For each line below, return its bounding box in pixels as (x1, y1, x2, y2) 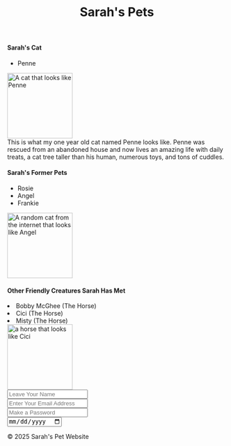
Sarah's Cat (7, 43, 42, 52)
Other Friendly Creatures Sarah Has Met (7, 286, 126, 295)
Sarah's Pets (79, 4, 154, 20)
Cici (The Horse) (16, 309, 64, 318)
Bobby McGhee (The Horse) (16, 302, 97, 310)
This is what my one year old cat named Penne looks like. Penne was (7, 137, 205, 146)
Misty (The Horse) (16, 316, 68, 325)
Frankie (17, 199, 40, 207)
